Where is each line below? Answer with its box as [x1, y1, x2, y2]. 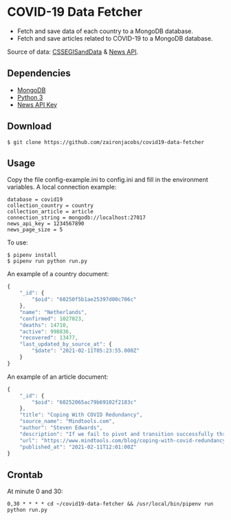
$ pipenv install [7, 252, 57, 259]
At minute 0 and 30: [7, 487, 63, 496]
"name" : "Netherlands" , [19, 309, 88, 315]
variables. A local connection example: [7, 183, 117, 191]
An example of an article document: [7, 373, 109, 381]
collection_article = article [7, 208, 94, 216]
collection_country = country [7, 202, 94, 209]
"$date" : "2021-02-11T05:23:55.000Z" [32, 347, 140, 355]
